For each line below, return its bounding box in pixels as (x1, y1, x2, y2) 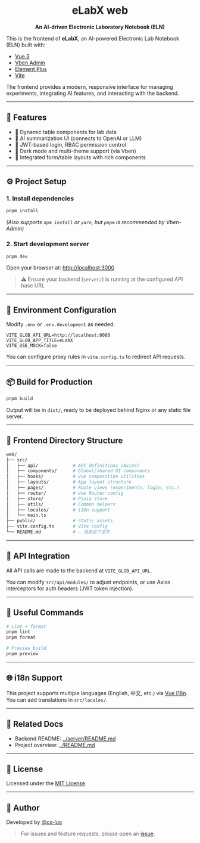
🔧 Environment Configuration (6, 305, 117, 315)
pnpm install (6, 208, 39, 214)
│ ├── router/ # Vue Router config (6, 490, 124, 496)
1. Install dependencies (6, 194, 74, 203)
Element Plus (14, 65, 47, 72)
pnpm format (6, 634, 36, 641)
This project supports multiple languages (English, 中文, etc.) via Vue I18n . (6, 689, 188, 696)
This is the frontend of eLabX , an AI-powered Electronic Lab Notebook (6, 35, 180, 42)
